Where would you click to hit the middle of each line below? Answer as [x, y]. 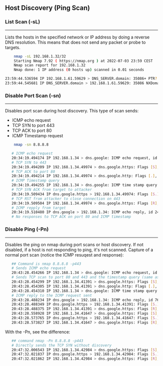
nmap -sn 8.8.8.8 [31, 145]
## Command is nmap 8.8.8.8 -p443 [46, 264]
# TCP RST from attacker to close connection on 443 [66, 199]
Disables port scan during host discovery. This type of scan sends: [72, 111]
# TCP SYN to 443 [29, 163]
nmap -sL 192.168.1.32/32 [40, 56]
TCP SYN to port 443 [33, 126]
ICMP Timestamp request [38, 136]
